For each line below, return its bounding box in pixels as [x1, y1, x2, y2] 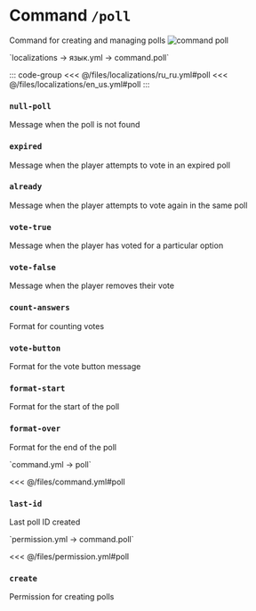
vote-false [9, 262, 56, 273]
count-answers [9, 302, 70, 313]
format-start [9, 383, 66, 393]
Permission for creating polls [9, 591, 115, 602]
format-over [9, 424, 61, 433]
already [9, 182, 43, 192]
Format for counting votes [9, 320, 105, 331]
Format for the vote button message [9, 361, 141, 372]
